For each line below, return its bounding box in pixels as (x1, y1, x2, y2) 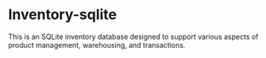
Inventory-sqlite (8, 6, 118, 24)
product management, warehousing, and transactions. (8, 40, 186, 49)
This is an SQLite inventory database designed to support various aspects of (8, 32, 259, 41)
